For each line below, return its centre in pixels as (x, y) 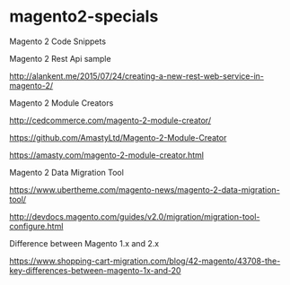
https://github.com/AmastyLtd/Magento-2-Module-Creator (118, 137)
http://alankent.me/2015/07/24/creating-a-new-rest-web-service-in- (137, 76)
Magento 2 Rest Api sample (60, 58)
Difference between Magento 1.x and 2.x (84, 243)
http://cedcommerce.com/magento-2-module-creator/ (110, 120)
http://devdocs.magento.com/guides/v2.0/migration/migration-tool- (135, 216)
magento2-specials (84, 17)
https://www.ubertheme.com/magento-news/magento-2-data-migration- (145, 189)
